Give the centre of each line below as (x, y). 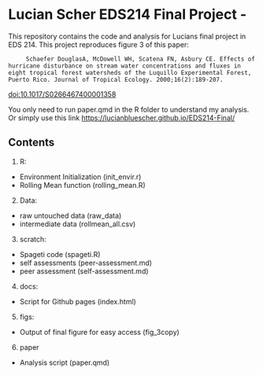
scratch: (33, 239)
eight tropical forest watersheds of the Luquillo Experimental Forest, (130, 72)
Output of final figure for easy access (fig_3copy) (99, 332)
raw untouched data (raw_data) (70, 215)
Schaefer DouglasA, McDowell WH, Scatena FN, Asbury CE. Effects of (141, 59)
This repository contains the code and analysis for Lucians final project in (127, 36)
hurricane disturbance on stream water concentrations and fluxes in (125, 66)
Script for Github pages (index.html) (78, 301)
